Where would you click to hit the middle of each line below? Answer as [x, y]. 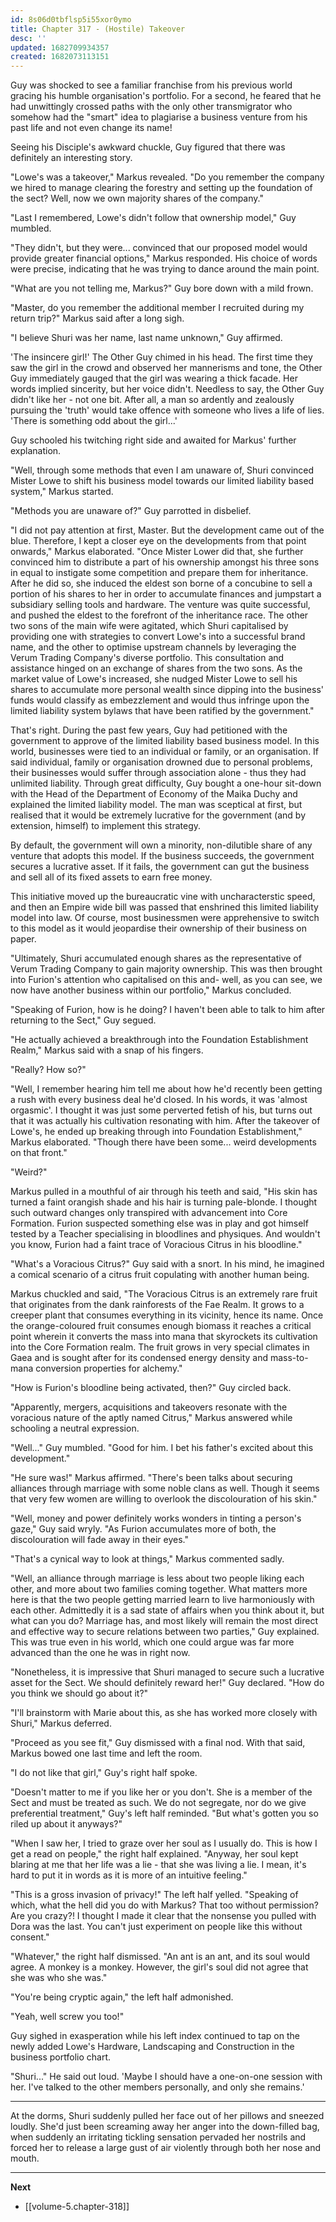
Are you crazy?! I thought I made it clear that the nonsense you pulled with [163, 1916]
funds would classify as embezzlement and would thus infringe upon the [160, 700]
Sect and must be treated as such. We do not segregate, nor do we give [158, 1803]
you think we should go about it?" [79, 1693]
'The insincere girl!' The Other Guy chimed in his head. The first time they [161, 357]
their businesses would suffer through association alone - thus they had [158, 773]
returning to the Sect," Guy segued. [83, 1020]
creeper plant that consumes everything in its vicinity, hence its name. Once [167, 1315]
